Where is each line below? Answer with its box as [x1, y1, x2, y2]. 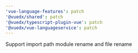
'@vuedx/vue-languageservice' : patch [5, 24, 98, 31]
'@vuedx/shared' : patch [5, 14, 64, 20]
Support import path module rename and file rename [5, 41, 132, 48]
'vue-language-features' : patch [5, 8, 84, 15]
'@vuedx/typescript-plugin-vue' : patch [5, 19, 103, 25]
